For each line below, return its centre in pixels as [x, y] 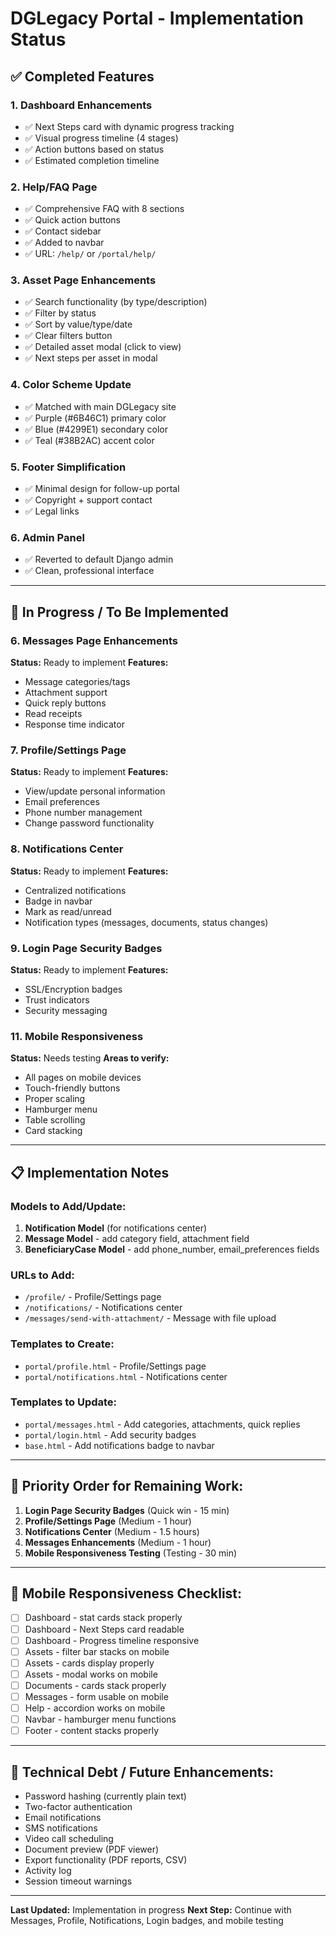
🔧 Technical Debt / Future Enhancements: [142, 1772]
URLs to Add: [42, 1275]
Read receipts [53, 714]
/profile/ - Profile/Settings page [93, 1297]
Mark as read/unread [68, 911]
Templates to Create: [62, 1344]
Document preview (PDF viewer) [92, 1849]
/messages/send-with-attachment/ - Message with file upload [150, 1318]
